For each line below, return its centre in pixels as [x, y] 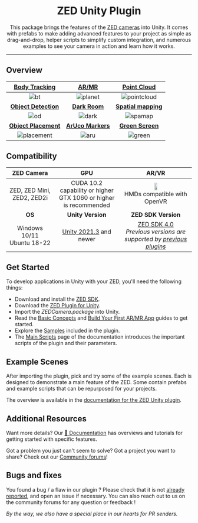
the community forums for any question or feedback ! [71, 502]
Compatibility [32, 156]
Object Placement [35, 125]
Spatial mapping [139, 106]
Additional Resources [46, 419]
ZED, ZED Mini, [30, 190]
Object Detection [35, 106]
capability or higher [87, 190]
